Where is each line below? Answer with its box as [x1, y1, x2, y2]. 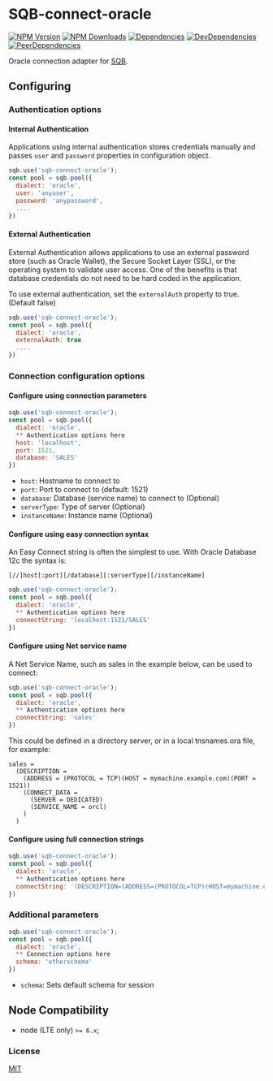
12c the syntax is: [8, 556, 67, 565]
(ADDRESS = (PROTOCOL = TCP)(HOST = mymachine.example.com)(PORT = [23, 775, 256, 783]
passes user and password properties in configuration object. [8, 151, 211, 161]
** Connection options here [15, 950, 111, 958]
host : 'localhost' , [15, 439, 82, 447]
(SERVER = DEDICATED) [29, 796, 104, 804]
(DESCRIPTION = [15, 768, 67, 776]
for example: [8, 745, 51, 755]
